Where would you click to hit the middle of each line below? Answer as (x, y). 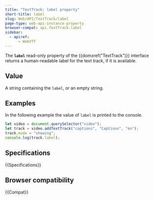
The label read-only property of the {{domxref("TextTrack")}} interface (77, 55)
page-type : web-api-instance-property (44, 23)
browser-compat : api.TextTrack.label (44, 28)
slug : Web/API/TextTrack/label (37, 19)
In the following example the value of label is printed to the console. (74, 115)
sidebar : (14, 32)
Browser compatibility (40, 180)
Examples (20, 103)
